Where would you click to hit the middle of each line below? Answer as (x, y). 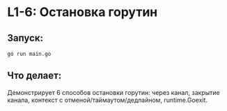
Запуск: (25, 38)
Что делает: (34, 76)
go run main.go (29, 54)
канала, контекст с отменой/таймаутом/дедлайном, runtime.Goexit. (107, 100)
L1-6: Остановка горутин (83, 12)
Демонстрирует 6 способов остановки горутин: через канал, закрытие (114, 92)
